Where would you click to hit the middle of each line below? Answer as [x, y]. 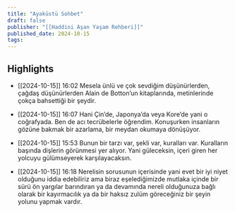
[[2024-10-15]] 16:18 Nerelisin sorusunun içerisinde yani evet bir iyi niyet [122, 171]
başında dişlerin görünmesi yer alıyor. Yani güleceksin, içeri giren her [117, 150]
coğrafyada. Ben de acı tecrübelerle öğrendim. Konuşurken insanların [119, 121]
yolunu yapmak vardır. [50, 201]
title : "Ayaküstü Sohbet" [45, 14]
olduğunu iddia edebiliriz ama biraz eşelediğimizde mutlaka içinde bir [118, 179]
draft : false [26, 20]
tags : [15, 40]
